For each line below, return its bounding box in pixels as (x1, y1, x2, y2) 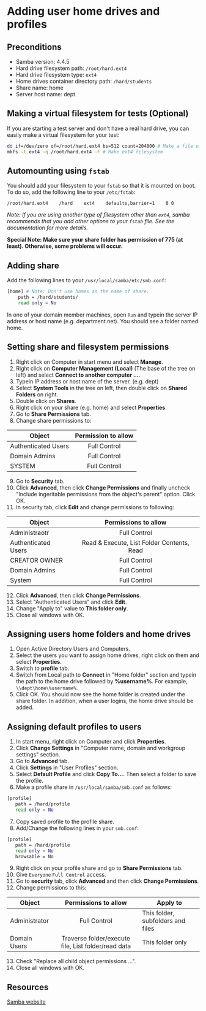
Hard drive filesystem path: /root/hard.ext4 (15, 64, 127, 72)
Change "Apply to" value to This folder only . (15, 604, 128, 612)
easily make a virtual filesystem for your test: (7, 131, 120, 139)
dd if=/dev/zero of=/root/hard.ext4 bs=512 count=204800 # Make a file (7, 143, 193, 149)
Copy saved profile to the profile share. (15, 818, 115, 825)
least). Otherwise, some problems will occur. (7, 242, 123, 250)
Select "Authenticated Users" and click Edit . (15, 598, 127, 605)
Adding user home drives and (7, 4, 160, 18)
